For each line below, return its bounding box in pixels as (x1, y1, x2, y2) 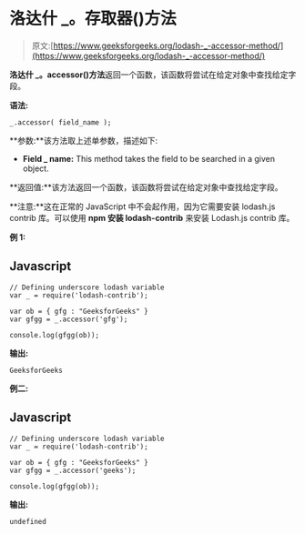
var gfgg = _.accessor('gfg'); (9, 315, 128, 324)
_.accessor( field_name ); (9, 117, 112, 127)
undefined (9, 517, 47, 526)
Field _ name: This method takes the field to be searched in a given (22, 153, 276, 164)
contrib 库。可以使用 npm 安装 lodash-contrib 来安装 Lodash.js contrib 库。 (9, 212, 295, 223)
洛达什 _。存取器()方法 (9, 8, 178, 29)
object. (22, 163, 49, 174)
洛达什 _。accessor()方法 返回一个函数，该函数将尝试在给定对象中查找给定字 (9, 69, 297, 80)
